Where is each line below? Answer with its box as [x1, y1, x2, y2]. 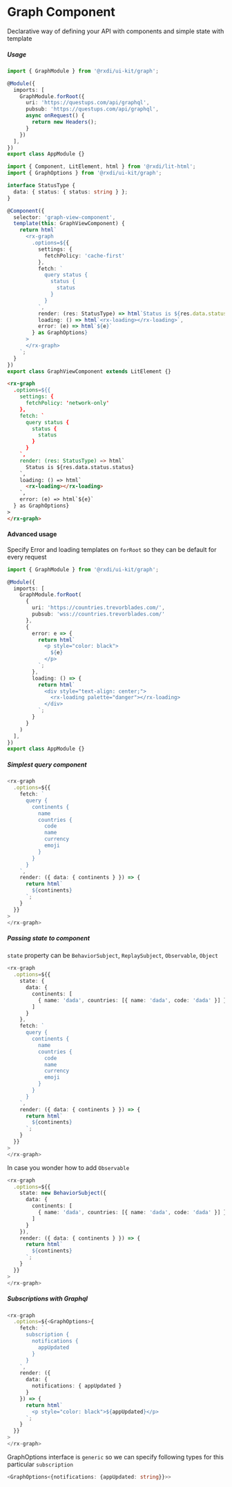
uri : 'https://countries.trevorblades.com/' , [32, 604, 166, 611]
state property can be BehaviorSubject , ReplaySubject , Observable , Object [7, 951, 219, 960]
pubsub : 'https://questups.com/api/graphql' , [25, 106, 159, 113]
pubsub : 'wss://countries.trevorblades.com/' [32, 611, 166, 618]
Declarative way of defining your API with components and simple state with [7, 27, 224, 35]
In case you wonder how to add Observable [7, 1163, 130, 1171]
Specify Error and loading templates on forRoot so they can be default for [7, 545, 217, 553]
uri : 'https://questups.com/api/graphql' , [25, 99, 150, 106]
